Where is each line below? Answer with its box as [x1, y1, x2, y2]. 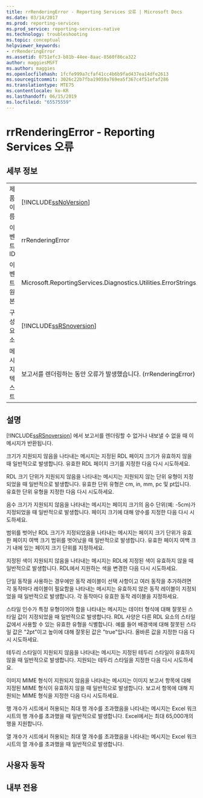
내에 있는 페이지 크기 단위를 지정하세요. [12, 544, 105, 552]
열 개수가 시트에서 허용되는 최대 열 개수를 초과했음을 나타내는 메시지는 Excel [6, 733, 185, 740]
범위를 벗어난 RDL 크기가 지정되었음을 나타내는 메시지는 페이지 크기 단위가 [6, 529, 181, 537]
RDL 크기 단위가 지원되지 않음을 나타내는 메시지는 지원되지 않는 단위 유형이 [6, 473, 182, 480]
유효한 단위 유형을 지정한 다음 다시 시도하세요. [6, 488, 115, 495]
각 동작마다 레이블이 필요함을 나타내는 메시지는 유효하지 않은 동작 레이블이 [6, 585, 181, 592]
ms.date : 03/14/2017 [6, 15, 59, 21]
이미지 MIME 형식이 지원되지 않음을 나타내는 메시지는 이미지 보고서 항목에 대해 [6, 677, 192, 684]
